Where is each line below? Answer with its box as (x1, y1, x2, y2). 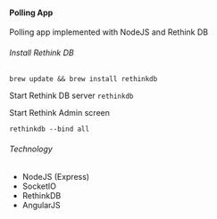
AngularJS (21, 199, 61, 210)
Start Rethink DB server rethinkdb (9, 90, 134, 101)
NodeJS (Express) (21, 171, 90, 182)
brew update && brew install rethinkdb (9, 75, 158, 84)
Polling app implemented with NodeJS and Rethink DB (9, 27, 209, 37)
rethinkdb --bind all (9, 125, 90, 134)
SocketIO (21, 181, 56, 191)
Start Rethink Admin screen (9, 108, 110, 118)
